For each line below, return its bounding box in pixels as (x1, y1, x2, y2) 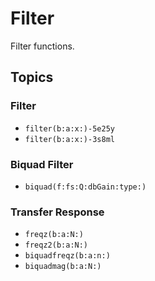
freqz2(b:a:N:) (24, 240, 89, 251)
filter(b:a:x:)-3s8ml (24, 134, 115, 144)
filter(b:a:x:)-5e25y (24, 123, 115, 134)
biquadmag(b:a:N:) (24, 262, 102, 272)
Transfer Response (10, 205, 105, 219)
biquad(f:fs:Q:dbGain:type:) (24, 182, 147, 192)
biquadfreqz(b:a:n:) (24, 251, 111, 261)
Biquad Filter (10, 157, 74, 171)
